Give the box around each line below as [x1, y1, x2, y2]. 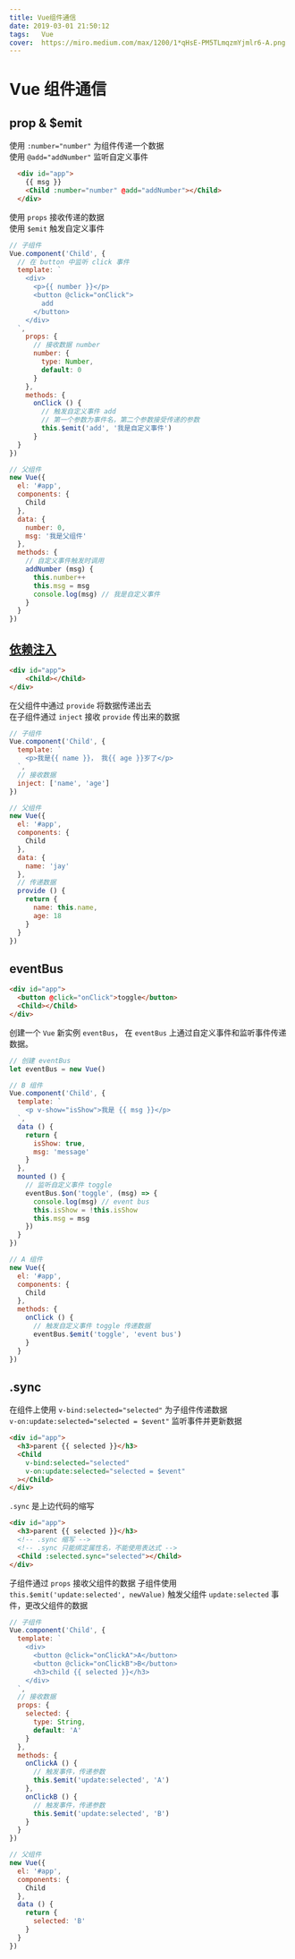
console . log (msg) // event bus [32, 1197, 150, 1206]
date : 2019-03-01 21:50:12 [9, 21, 110, 30]
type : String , [32, 1717, 87, 1727]
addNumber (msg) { [25, 565, 94, 574]
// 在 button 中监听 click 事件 [17, 257, 130, 267]
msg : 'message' [32, 1147, 90, 1156]
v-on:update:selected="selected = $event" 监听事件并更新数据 [9, 1416, 243, 1427]
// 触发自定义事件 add [41, 407, 116, 416]
